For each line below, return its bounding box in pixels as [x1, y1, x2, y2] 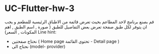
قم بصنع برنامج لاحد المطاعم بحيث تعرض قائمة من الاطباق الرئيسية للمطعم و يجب [4, 19, 155, 25]
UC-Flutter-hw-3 [4, 3, 75, 14]
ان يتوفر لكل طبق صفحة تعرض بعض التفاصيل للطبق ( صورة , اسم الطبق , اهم [4, 24, 147, 29]
